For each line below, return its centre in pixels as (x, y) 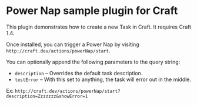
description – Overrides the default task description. (79, 73)
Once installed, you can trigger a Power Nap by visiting (73, 44)
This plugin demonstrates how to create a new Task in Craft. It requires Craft (99, 27)
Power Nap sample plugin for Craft (92, 11)
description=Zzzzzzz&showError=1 (47, 96)
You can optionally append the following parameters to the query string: (93, 62)
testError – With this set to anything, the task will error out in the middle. (103, 79)
